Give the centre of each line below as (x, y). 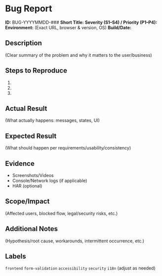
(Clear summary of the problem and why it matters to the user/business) (79, 55)
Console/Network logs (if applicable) (50, 181)
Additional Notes (32, 229)
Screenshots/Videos (33, 175)
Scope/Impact (27, 202)
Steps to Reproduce (36, 70)
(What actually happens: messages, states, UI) (53, 120)
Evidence (20, 163)
